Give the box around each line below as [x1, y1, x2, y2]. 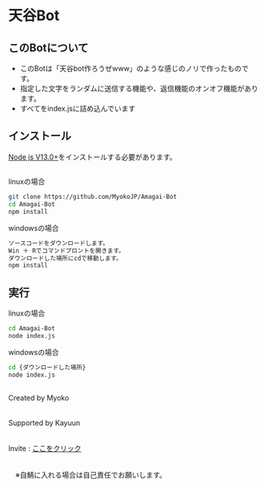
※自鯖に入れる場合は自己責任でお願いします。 [14, 469, 167, 480]
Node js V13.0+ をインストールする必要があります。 [8, 152, 178, 162]
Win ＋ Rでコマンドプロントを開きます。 [8, 247, 126, 255]
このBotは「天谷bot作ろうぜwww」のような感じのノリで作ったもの [19, 64, 242, 73]
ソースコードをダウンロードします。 [8, 239, 110, 248]
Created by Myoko [8, 393, 70, 403]
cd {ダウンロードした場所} [8, 363, 86, 372]
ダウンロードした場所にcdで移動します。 [8, 254, 122, 262]
